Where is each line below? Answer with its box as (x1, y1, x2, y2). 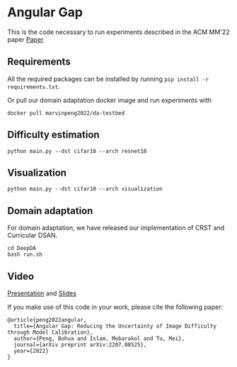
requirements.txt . (7, 82, 60, 91)
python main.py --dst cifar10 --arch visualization (7, 186, 163, 193)
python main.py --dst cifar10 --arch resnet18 (7, 147, 147, 154)
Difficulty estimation (7, 129, 100, 141)
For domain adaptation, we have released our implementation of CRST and (7, 224, 225, 232)
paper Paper (7, 35, 44, 43)
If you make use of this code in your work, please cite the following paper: (7, 303, 224, 311)
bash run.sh (7, 251, 42, 259)
